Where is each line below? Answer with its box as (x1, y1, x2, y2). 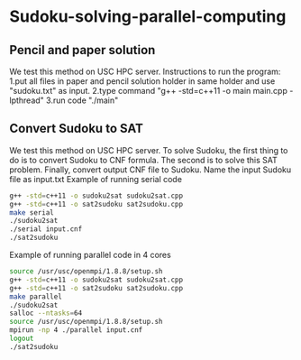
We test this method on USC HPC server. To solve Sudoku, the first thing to (9, 144, 288, 155)
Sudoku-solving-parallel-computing (9, 6, 287, 27)
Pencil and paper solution (9, 42, 156, 58)
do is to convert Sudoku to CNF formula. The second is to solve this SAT (9, 154, 278, 165)
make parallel (9, 291, 63, 301)
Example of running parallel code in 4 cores (9, 250, 171, 261)
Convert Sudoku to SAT (9, 121, 144, 136)
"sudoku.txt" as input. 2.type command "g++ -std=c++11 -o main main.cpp (9, 86, 288, 96)
